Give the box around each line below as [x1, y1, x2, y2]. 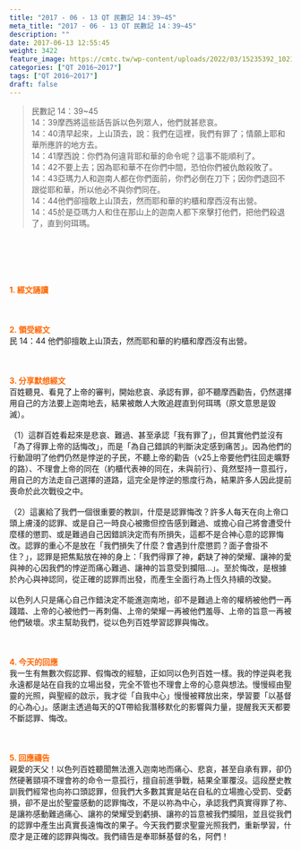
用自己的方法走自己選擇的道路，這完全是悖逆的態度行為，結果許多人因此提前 [9, 474, 292, 485]
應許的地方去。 [47, 139, 103, 150]
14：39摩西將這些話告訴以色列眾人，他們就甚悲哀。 [30, 117, 222, 127]
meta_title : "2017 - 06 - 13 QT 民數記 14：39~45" [9, 22, 197, 30]
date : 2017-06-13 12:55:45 [9, 38, 110, 48]
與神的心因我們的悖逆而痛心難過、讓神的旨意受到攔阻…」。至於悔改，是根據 [9, 562, 288, 573]
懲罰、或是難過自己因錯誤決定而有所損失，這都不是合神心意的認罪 [32, 528, 276, 539]
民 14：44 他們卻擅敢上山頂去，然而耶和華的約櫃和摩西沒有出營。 [9, 335, 253, 346]
